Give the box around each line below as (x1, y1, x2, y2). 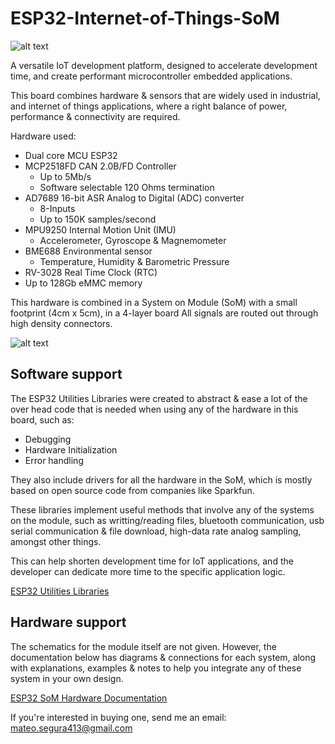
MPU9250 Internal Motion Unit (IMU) (24, 223, 177, 236)
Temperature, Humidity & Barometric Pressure (39, 255, 230, 267)
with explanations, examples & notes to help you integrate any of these (10, 662, 302, 674)
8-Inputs (39, 202, 76, 214)
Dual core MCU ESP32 (24, 149, 118, 161)
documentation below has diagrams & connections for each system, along (10, 651, 317, 663)
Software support (10, 366, 123, 383)
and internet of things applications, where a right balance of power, (10, 100, 288, 112)
